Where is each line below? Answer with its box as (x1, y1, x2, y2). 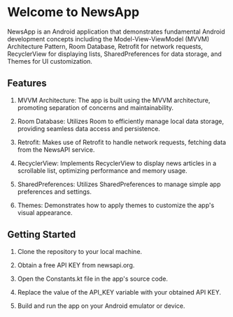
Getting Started (7, 229, 76, 241)
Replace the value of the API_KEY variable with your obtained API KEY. (17, 288, 222, 296)
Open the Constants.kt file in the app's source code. (17, 274, 168, 283)
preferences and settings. (17, 187, 92, 196)
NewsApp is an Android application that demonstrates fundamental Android (7, 27, 225, 36)
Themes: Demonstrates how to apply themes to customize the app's (17, 201, 215, 209)
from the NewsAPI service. (17, 145, 95, 154)
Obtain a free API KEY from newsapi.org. (17, 260, 135, 269)
